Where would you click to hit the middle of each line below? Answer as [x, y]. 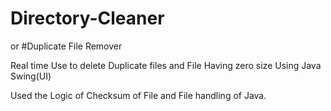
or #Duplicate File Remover [66, 46]
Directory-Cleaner [87, 18]
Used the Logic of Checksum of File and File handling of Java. [138, 95]
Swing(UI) [31, 76]
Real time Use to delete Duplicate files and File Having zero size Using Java [166, 65]
